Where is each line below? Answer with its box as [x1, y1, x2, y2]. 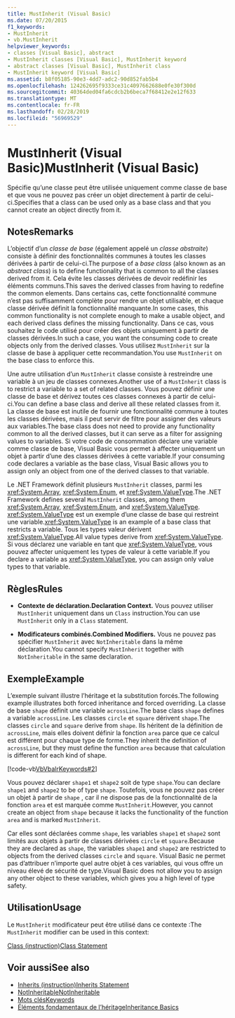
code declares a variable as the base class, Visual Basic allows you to [7, 459, 209, 468]
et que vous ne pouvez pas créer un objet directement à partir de [7, 190, 196, 199]
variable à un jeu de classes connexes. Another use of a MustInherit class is [7, 377, 227, 386]
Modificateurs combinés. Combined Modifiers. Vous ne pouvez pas [17, 630, 216, 639]
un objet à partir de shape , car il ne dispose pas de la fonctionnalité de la [7, 793, 217, 801]
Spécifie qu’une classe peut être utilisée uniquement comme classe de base [7, 183, 227, 192]
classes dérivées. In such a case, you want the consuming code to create [7, 334, 218, 343]
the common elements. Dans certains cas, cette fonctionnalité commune [7, 289, 217, 298]
